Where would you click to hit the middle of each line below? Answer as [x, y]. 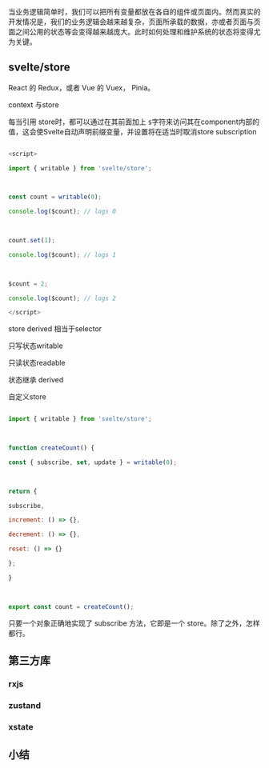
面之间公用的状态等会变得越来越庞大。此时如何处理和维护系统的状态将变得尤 [134, 32]
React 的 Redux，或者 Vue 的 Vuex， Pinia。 [82, 87]
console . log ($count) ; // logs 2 [62, 298]
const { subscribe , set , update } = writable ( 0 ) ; [93, 462]
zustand [25, 705]
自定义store [27, 397]
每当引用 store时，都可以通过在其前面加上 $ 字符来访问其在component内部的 [134, 122]
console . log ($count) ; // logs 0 [62, 212]
